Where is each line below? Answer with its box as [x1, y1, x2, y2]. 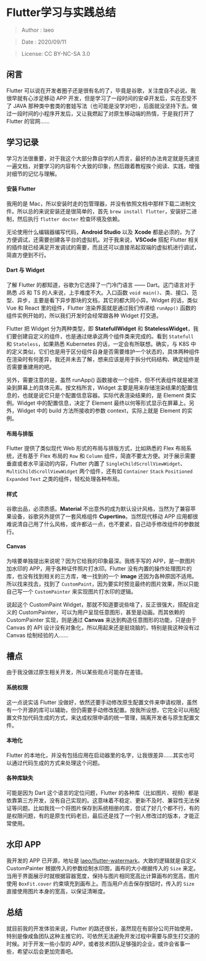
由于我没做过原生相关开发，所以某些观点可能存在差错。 [6, 668, 146, 676]
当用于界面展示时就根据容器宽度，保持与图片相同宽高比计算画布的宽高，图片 [6, 872, 200, 879]
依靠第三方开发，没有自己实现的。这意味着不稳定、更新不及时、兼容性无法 [6, 797, 194, 804]
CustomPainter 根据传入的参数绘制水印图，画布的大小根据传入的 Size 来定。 [6, 864, 199, 871]
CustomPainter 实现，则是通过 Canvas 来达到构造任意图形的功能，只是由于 [6, 616, 197, 623]
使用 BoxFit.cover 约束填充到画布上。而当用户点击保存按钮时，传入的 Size [6, 879, 195, 887]
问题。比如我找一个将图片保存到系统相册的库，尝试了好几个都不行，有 [17, 805, 194, 811]
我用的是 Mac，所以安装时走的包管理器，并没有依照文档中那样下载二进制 [6, 200, 191, 207]
